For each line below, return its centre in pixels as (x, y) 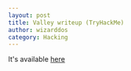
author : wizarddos (38, 30)
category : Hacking (38, 37)
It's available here (36, 59)
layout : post (29, 15)
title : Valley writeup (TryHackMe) (66, 23)
